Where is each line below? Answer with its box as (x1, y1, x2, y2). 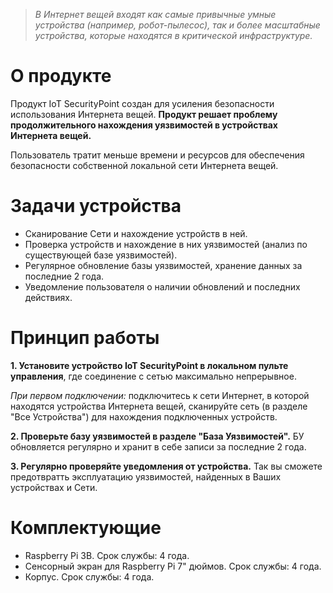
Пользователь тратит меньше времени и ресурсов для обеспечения (10, 149, 305, 161)
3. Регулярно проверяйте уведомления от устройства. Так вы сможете (10, 460, 323, 472)
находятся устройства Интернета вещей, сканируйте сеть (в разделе (10, 400, 308, 412)
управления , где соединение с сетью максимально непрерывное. (10, 370, 297, 382)
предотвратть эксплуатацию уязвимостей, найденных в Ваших (10, 470, 282, 483)
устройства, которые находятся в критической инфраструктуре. (34, 30, 313, 41)
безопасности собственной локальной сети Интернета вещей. (10, 159, 279, 171)
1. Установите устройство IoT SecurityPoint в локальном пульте (10, 359, 289, 371)
